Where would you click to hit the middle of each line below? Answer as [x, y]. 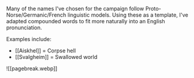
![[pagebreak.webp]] [32, 68]
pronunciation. [24, 27]
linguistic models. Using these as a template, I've [128, 15]
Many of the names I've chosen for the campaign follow [75, 9]
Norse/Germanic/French [36, 15]
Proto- [153, 9]
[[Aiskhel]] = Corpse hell [45, 51]
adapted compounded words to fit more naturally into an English [86, 21]
